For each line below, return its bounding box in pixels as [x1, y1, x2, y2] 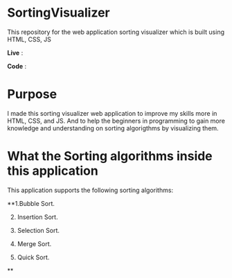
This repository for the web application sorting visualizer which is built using [7, 28, 225, 36]
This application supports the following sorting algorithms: [7, 186, 174, 194]
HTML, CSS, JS [7, 35, 52, 43]
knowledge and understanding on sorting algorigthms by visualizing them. [7, 123, 220, 132]
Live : [7, 49, 24, 57]
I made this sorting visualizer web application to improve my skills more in [7, 109, 217, 117]
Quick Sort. [17, 253, 50, 261]
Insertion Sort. [17, 213, 58, 221]
